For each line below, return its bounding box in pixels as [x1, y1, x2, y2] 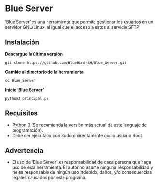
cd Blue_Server [5, 78, 36, 83]
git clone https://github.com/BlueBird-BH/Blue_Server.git [5, 60, 127, 65]
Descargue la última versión [5, 51, 63, 57]
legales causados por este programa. [12, 175, 87, 181]
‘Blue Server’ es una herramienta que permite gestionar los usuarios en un [5, 19, 154, 25]
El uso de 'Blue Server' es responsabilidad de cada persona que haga [12, 159, 151, 165]
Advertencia [5, 146, 44, 154]
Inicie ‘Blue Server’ [5, 87, 45, 92]
